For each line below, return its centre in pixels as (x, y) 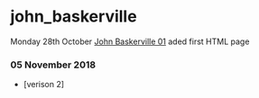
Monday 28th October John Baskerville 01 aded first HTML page (130, 41)
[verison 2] (44, 85)
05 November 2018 (53, 65)
